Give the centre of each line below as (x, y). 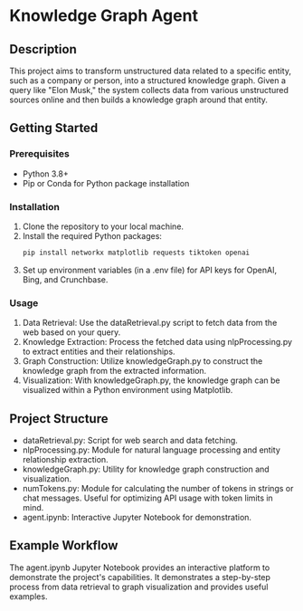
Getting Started (54, 128)
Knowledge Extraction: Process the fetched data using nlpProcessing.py (157, 342)
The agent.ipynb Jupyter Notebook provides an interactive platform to (140, 568)
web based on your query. (71, 332)
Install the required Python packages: (92, 235)
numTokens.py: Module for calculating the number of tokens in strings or (158, 488)
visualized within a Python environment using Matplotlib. (128, 390)
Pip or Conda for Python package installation (106, 183)
